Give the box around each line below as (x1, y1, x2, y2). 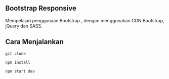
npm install (5, 60, 30, 65)
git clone (5, 51, 26, 56)
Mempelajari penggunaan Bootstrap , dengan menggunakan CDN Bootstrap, (5, 17, 164, 23)
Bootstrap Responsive (5, 4, 77, 13)
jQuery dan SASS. (5, 23, 43, 29)
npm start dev (5, 68, 35, 74)
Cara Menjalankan (5, 37, 64, 46)
